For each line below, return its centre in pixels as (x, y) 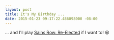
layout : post (18, 10)
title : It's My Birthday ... (35, 14)
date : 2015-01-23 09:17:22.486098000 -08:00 (51, 19)
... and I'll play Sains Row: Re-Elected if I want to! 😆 (57, 33)
